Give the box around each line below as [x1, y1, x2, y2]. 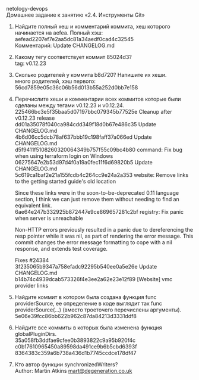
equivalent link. [14, 202, 52, 209]
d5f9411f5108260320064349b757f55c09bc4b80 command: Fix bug [14, 146, 183, 153]
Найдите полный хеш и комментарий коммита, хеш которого [14, 23, 170, 30]
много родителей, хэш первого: [14, 77, 96, 85]
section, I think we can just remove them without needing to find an [14, 196, 179, 203]
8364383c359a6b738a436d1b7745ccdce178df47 [14, 350, 137, 356]
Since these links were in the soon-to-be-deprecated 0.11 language [14, 189, 179, 196]
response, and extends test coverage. [14, 245, 108, 252]
